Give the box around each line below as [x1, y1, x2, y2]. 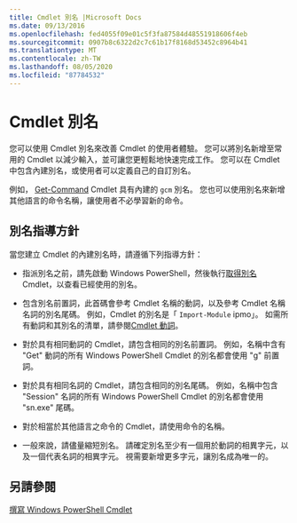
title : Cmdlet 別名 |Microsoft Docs [9, 12, 142, 22]
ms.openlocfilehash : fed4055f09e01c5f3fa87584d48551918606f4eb [9, 29, 248, 38]
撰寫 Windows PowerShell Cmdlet [9, 504, 133, 515]
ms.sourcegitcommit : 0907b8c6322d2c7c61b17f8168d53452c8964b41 [9, 37, 248, 47]
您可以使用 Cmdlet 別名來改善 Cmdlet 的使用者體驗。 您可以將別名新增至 [9, 143, 275, 154]
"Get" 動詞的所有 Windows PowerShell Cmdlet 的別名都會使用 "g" [21, 350, 262, 361]
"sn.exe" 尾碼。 [21, 401, 80, 413]
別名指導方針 [9, 224, 80, 239]
